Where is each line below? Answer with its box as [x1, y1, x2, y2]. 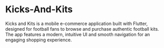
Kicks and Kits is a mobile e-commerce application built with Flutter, [5, 20, 148, 27]
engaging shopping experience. [5, 37, 72, 43]
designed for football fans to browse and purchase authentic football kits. [5, 26, 159, 32]
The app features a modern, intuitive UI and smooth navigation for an [5, 31, 150, 37]
